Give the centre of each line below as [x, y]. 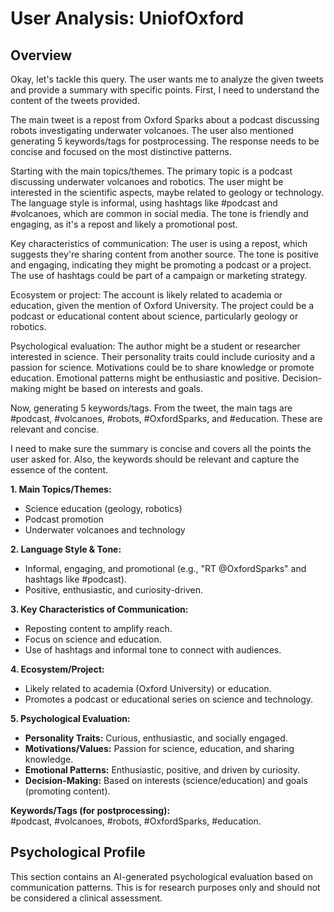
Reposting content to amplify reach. [98, 628]
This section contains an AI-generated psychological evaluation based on [161, 876]
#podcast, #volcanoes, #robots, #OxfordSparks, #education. [136, 821]
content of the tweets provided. [75, 100]
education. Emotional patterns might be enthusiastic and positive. [145, 378]
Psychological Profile [78, 852]
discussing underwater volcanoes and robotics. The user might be [147, 181]
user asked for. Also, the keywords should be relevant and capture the [155, 459]
